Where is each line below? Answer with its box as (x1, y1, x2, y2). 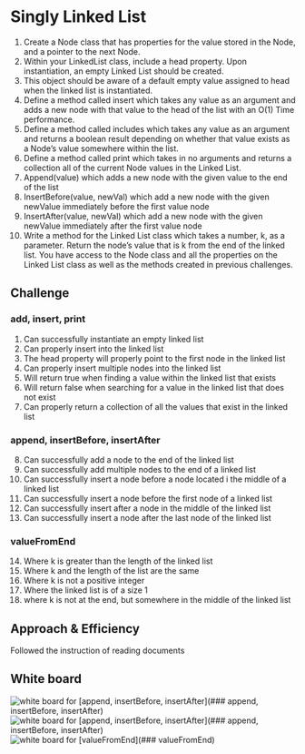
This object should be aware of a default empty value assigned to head (23, 75, 290, 86)
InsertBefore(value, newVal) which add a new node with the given (23, 191, 271, 202)
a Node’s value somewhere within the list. (23, 143, 180, 154)
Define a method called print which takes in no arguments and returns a (23, 152, 292, 163)
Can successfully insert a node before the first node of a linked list (23, 493, 273, 504)
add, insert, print (10, 312, 85, 325)
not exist (23, 392, 56, 402)
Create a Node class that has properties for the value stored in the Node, (23, 36, 296, 47)
